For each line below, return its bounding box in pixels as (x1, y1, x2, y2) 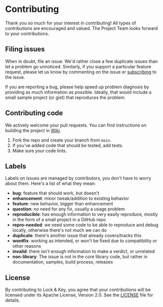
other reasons (12, 243, 41, 249)
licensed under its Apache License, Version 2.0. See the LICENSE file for (5, 292, 154, 298)
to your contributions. (5, 30, 50, 36)
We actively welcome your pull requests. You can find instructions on (5, 122, 147, 128)
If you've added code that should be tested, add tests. (12, 142, 123, 148)
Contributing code (5, 109, 63, 118)
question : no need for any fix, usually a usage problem (12, 206, 125, 212)
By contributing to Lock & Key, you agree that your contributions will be (5, 287, 151, 293)
